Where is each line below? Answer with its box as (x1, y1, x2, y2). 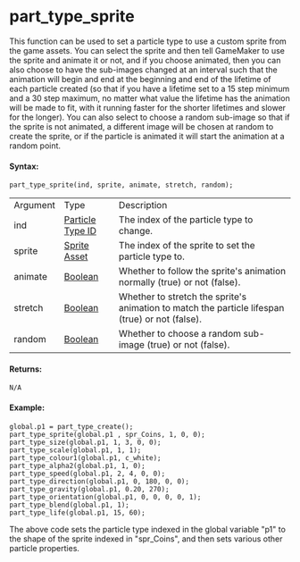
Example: (9, 402, 46, 413)
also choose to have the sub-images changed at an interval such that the (9, 64, 279, 75)
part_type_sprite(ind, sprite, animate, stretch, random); (9, 180, 234, 189)
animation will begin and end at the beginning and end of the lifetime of (9, 73, 271, 84)
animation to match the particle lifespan (119, 302, 285, 315)
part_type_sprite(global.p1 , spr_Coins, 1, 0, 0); (9, 430, 205, 439)
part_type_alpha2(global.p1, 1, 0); (9, 461, 146, 470)
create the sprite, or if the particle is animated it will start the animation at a (9, 130, 285, 141)
